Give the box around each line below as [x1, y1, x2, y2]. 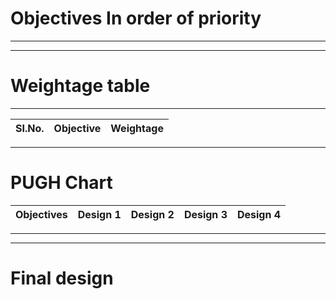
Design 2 [130, 207, 175, 221]
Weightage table [10, 75, 151, 97]
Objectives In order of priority [10, 7, 262, 30]
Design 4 [236, 207, 282, 221]
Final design [10, 267, 114, 289]
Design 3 [183, 207, 228, 221]
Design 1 [77, 207, 122, 221]
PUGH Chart [10, 172, 113, 194]
